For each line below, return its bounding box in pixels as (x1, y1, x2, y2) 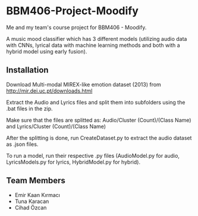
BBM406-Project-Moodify (6, 4, 139, 18)
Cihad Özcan (14, 204, 47, 211)
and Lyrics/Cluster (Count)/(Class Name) (6, 123, 106, 130)
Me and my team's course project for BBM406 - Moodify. (6, 24, 147, 31)
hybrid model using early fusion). (6, 47, 87, 55)
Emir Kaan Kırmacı (14, 191, 61, 198)
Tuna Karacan (14, 198, 49, 205)
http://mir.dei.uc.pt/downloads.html (6, 87, 93, 94)
